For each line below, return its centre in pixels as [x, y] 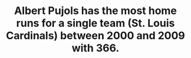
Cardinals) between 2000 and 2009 [95, 36]
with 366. [95, 48]
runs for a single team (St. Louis [95, 23]
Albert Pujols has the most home [95, 11]
